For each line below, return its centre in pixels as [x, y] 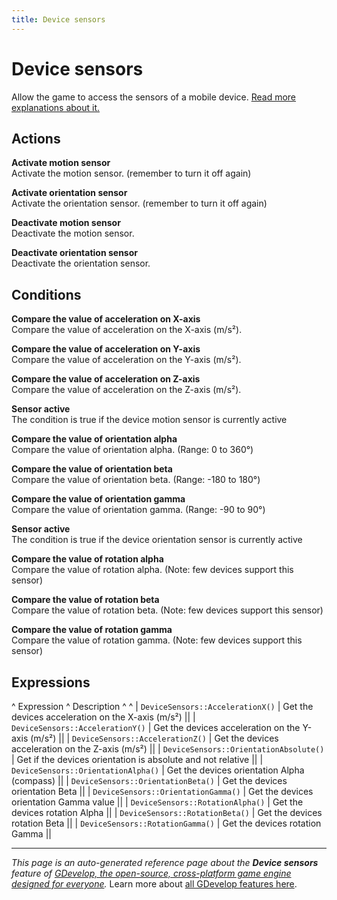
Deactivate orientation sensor [74, 253]
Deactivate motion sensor [66, 223]
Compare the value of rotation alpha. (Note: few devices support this [152, 570]
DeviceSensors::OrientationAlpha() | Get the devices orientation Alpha [158, 770]
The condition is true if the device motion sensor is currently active [149, 420]
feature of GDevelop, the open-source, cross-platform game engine [151, 873]
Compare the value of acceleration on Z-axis [106, 379]
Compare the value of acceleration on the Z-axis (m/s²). [126, 390]
